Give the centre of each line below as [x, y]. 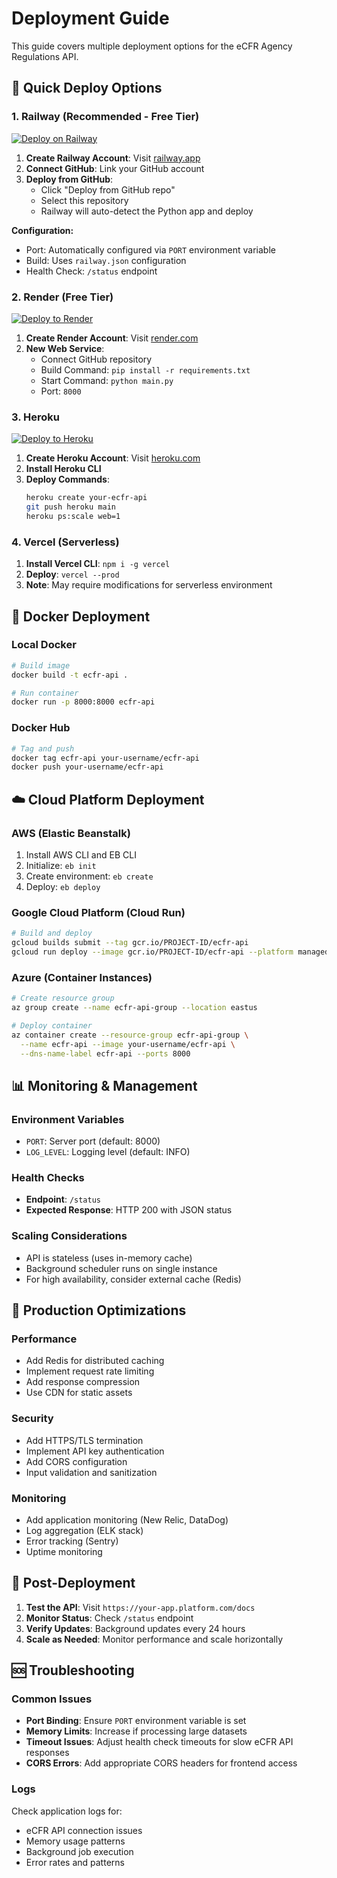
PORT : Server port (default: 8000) [93, 1141]
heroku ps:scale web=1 [73, 516]
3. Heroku [35, 417]
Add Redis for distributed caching [95, 1361]
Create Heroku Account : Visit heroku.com [113, 458]
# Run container [45, 693]
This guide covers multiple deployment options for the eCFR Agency [152, 46]
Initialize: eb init [61, 865]
